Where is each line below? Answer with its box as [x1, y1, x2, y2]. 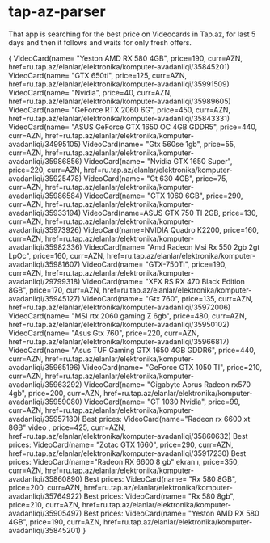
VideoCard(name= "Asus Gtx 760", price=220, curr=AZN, [8, 328, 200, 338]
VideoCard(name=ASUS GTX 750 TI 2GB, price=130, [82, 208, 259, 217]
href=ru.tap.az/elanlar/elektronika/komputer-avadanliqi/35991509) [8, 79, 230, 89]
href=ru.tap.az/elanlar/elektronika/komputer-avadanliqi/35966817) [8, 336, 230, 346]
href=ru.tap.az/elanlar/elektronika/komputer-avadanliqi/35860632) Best [8, 431, 248, 440]
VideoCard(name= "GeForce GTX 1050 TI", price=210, [82, 362, 263, 372]
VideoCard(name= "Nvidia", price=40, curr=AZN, [8, 87, 172, 97]
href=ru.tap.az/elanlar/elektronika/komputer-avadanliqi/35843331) [8, 113, 230, 123]
